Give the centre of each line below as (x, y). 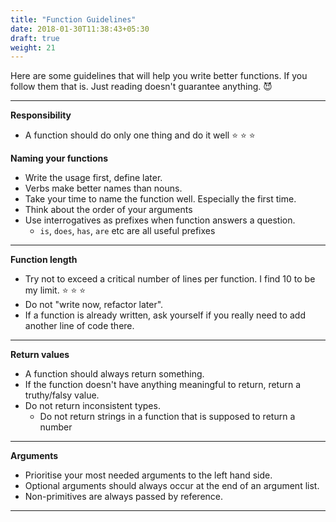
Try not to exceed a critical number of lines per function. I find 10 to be (170, 279)
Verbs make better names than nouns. (103, 188)
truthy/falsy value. (62, 395)
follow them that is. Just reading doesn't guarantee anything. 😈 (141, 87)
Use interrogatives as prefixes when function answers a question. (160, 220)
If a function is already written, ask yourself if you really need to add (165, 315)
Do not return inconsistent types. (92, 406)
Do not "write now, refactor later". (94, 305)
